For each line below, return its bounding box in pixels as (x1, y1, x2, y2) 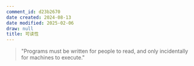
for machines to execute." (20, 54, 86, 61)
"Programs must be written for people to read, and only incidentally (20, 47, 189, 55)
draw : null (6, 25, 34, 32)
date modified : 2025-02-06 (6, 20, 74, 26)
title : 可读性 (6, 31, 39, 37)
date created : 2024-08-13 (6, 14, 71, 20)
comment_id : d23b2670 (6, 8, 61, 15)
